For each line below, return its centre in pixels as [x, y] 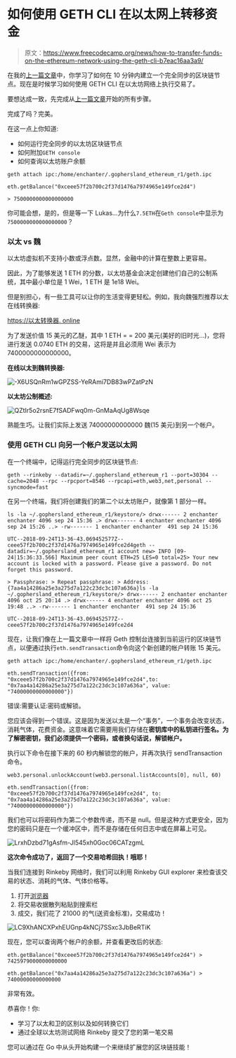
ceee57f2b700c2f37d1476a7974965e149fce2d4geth [77, 545]
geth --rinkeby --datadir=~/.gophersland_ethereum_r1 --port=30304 [108, 475]
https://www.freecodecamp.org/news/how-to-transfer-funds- [133, 53]
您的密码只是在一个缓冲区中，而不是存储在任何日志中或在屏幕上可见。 [109, 828]
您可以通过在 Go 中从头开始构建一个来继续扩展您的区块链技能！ [99, 1047]
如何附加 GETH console [49, 152]
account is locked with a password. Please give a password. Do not [110, 563]
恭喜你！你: [24, 1008]
